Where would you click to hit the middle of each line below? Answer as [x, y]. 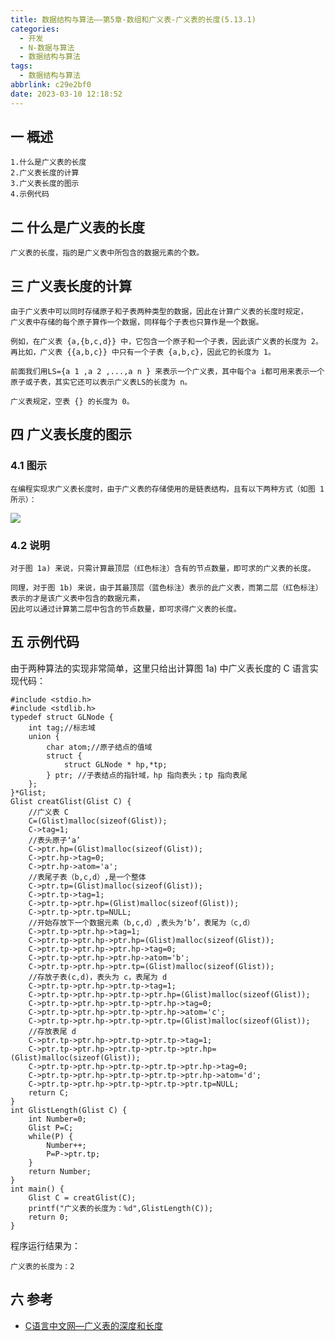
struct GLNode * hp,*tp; [115, 764]
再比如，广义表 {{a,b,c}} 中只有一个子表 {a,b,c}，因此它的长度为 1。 [143, 352]
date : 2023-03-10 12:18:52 [66, 94]
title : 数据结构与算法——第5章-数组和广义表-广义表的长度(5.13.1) [133, 19]
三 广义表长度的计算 [71, 286]
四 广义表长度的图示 [71, 434]
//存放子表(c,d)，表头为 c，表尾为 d [98, 977]
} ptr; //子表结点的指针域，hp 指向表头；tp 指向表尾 [147, 775]
